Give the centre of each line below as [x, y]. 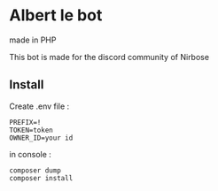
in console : [30, 154]
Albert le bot [56, 15]
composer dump [35, 170]
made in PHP [33, 40]
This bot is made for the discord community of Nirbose [109, 57]
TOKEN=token [31, 130]
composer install [41, 178]
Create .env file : [39, 106]
